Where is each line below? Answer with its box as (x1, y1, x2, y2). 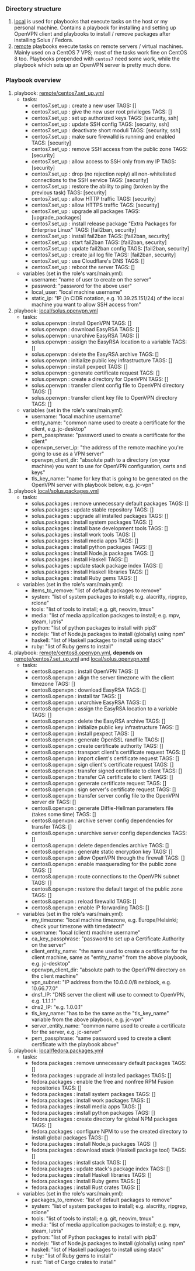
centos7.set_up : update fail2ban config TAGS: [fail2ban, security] (31, 245, 189, 252)
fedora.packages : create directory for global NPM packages (31, 1115, 177, 1122)
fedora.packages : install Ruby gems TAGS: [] (31, 1177, 141, 1184)
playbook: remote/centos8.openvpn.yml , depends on (13, 649, 142, 656)
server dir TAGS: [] (31, 798, 76, 805)
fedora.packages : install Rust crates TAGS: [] (31, 1184, 141, 1191)
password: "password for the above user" (31, 282, 133, 289)
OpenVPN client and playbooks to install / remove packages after (13, 30, 171, 37)
